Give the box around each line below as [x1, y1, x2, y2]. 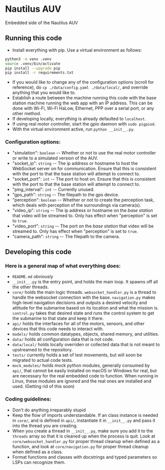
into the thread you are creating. [12, 422, 78, 429]
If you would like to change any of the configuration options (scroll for [12, 79, 154, 85]
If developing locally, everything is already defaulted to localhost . [12, 116, 146, 122]
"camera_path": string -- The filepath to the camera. [12, 233, 120, 239]
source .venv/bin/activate [5, 61, 61, 66]
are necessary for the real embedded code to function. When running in [12, 373, 159, 379]
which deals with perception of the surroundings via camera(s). [12, 202, 141, 208]
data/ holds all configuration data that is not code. [12, 336, 114, 343]
